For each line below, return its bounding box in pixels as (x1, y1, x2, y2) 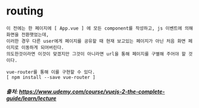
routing (6, 4, 44, 18)
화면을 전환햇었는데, (6, 31, 49, 37)
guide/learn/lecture (6, 95, 57, 102)
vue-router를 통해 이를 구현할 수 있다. (6, 69, 95, 75)
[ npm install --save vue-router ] (6, 74, 96, 80)
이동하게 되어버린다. (21, 44, 65, 51)
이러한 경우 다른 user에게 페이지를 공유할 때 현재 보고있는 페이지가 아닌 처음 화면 (6, 38, 186, 44)
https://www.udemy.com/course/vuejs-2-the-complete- (19, 87, 165, 95)
